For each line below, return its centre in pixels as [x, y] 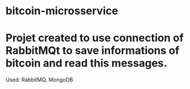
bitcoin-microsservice [62, 11]
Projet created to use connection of [95, 38]
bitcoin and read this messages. [86, 63]
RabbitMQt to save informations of [93, 51]
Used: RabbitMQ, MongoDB [39, 80]
